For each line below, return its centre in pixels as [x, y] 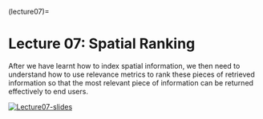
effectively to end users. [48, 91]
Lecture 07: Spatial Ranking [102, 44]
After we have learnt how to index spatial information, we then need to [124, 65]
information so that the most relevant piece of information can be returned [131, 82]
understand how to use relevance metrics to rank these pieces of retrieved [131, 74]
